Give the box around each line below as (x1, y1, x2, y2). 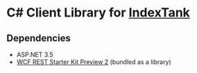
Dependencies (6, 32, 71, 44)
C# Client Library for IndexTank (6, 5, 190, 21)
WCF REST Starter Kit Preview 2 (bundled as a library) (16, 58, 171, 66)
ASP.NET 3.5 (16, 50, 53, 59)
